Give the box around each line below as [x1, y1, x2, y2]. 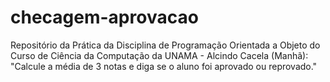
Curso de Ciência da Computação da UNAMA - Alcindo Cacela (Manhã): [10, 49, 309, 61]
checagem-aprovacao [10, 6, 199, 29]
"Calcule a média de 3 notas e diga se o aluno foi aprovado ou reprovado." [10, 60, 318, 72]
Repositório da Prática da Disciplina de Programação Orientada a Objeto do [10, 39, 321, 51]
